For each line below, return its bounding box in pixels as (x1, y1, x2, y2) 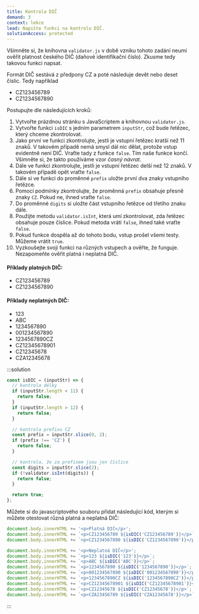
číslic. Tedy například (6, 78, 58, 85)
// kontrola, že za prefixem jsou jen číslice (12, 459, 129, 465)
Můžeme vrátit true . (15, 238, 64, 245)
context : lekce (6, 20, 44, 25)
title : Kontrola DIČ (6, 8, 58, 15)
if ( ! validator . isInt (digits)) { (12, 470, 94, 476)
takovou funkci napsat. (6, 60, 63, 67)
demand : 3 (6, 14, 31, 20)
